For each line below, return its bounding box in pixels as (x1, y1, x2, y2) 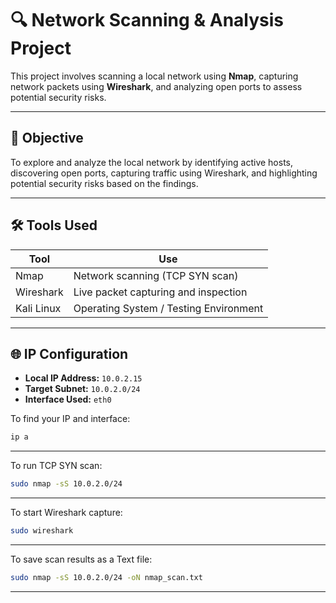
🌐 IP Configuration (10, 345, 129, 362)
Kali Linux (15, 301, 62, 315)
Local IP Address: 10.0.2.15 (24, 372, 143, 384)
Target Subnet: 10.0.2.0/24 (24, 383, 141, 395)
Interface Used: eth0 (24, 393, 112, 406)
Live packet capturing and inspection (73, 285, 248, 299)
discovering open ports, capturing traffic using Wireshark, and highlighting (10, 167, 318, 179)
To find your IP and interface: (10, 413, 131, 425)
